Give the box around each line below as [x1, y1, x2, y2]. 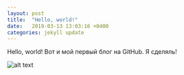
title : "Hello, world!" [7, 16, 78, 23]
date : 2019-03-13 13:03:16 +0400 [7, 22, 109, 29]
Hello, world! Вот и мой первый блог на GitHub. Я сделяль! [7, 48, 177, 56]
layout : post [7, 10, 45, 17]
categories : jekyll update [7, 29, 84, 36]
